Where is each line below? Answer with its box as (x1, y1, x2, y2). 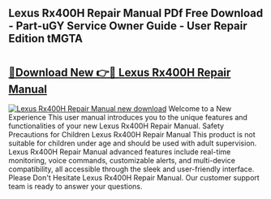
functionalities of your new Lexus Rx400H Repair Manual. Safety (8, 121, 225, 131)
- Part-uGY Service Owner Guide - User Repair (8, 19, 247, 33)
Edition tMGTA (8, 32, 84, 45)
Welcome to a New (168, 104, 232, 113)
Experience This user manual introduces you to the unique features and (8, 113, 247, 122)
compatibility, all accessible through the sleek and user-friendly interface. (8, 164, 255, 174)
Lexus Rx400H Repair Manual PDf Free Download (8, 6, 264, 20)
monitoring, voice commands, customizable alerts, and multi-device (8, 156, 235, 165)
